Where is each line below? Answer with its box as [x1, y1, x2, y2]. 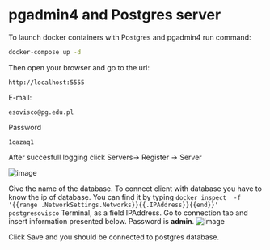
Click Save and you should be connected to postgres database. [8, 232, 220, 242]
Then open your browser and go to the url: [8, 62, 150, 72]
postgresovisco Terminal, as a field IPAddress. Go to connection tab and [8, 208, 248, 218]
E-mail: [8, 92, 32, 102]
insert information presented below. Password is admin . [8, 216, 195, 226]
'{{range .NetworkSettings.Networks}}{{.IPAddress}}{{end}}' [8, 201, 219, 209]
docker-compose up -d [8, 48, 82, 56]
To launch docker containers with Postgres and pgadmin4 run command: [8, 32, 251, 42]
